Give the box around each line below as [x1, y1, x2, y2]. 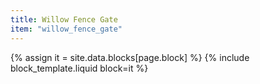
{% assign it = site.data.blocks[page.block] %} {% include [10, 51, 250, 63]
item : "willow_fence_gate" [10, 24, 123, 34]
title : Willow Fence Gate [10, 14, 118, 25]
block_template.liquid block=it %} [10, 62, 149, 74]
